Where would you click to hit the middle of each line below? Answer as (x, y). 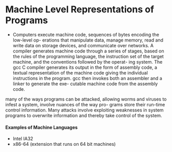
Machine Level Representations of (80, 9)
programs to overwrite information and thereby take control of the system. (84, 115)
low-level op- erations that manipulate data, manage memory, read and (88, 40)
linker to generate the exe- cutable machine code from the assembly (85, 84)
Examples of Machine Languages (42, 127)
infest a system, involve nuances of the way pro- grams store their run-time (85, 104)
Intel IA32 (23, 139)
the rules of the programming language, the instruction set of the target (88, 56)
